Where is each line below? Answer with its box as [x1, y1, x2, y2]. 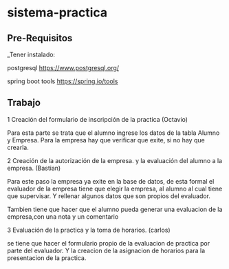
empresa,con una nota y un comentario [7, 212, 119, 221]
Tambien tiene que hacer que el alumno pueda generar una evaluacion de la [7, 205, 223, 213]
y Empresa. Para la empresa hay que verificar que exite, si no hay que [7, 136, 205, 144]
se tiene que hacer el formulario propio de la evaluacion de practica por [7, 239, 210, 247]
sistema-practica [7, 5, 108, 21]
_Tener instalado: [7, 50, 56, 58]
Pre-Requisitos [7, 32, 73, 44]
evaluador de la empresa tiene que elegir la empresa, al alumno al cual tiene [7, 184, 223, 193]
